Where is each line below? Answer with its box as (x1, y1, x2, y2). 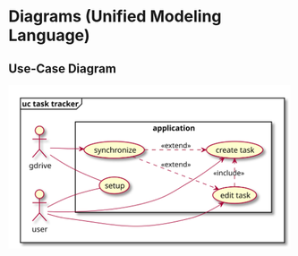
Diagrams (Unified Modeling (8, 6, 222, 27)
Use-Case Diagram (8, 61, 117, 76)
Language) (8, 25, 90, 46)
